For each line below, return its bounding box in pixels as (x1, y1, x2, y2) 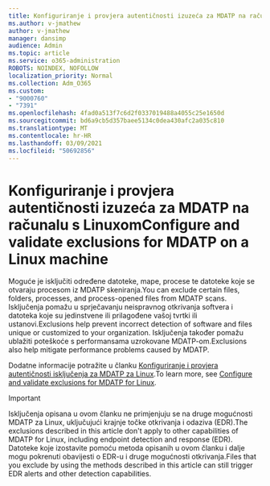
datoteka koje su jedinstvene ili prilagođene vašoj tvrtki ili (8, 311, 198, 321)
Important (8, 393, 41, 403)
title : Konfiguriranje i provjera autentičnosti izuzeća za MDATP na (8, 11, 247, 20)
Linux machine (8, 250, 108, 268)
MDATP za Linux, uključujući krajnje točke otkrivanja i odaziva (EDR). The (8, 417, 248, 427)
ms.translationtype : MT (8, 124, 88, 132)
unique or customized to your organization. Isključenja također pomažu (8, 328, 243, 338)
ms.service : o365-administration (8, 57, 121, 65)
